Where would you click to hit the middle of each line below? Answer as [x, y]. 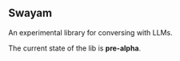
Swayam [30, 13]
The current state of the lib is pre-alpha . [75, 48]
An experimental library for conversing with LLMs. [91, 32]
